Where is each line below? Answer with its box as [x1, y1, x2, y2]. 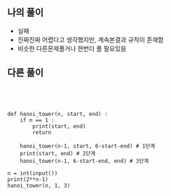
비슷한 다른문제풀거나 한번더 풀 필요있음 [17, 44, 127, 53]
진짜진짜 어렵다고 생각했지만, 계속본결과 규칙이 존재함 [17, 35, 164, 44]
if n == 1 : [20, 117, 55, 124]
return [32, 129, 52, 136]
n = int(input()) [7, 169, 58, 177]
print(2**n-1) [7, 176, 49, 183]
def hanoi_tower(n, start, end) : [7, 110, 109, 117]
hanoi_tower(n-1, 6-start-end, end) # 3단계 [20, 157, 149, 164]
